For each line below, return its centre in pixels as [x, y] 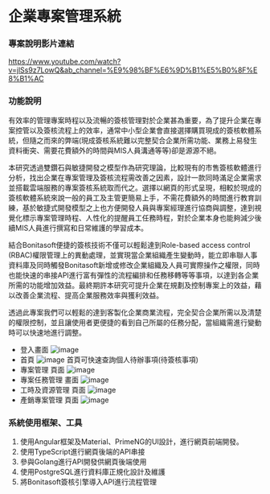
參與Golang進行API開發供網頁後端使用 [83, 462]
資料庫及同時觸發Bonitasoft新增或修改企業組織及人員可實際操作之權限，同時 [134, 265]
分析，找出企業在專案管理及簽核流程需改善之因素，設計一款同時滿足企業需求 [135, 177]
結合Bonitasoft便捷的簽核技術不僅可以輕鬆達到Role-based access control [129, 245]
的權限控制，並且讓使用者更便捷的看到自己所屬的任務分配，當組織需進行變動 [135, 322]
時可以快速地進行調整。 [47, 332]
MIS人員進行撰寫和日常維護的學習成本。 [82, 228]
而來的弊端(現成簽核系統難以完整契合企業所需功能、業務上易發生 [150, 140]
